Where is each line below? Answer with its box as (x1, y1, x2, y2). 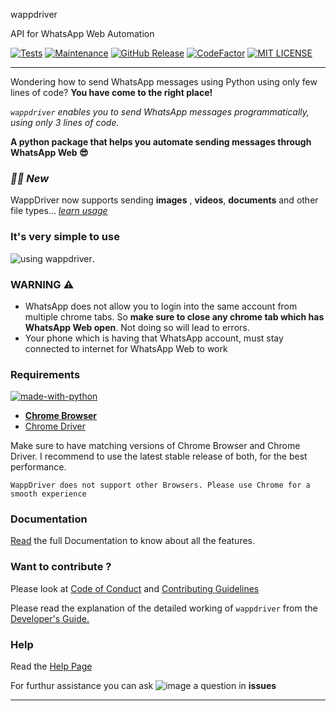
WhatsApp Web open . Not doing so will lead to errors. (24, 321, 250, 333)
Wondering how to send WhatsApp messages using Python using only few (10, 76, 318, 88)
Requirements (10, 367, 81, 381)
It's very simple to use (10, 230, 120, 244)
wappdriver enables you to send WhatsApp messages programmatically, (10, 106, 310, 118)
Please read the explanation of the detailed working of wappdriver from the (10, 602, 318, 614)
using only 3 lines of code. (10, 117, 120, 128)
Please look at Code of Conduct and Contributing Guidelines (10, 582, 260, 594)
